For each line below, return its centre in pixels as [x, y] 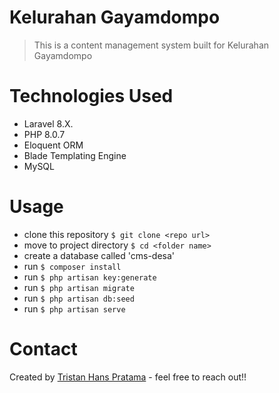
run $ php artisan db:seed [79, 298]
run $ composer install [72, 266]
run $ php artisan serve [74, 308]
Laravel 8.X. [48, 123]
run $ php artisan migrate [79, 287]
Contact [43, 349]
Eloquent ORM [53, 145]
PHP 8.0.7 [44, 134]
